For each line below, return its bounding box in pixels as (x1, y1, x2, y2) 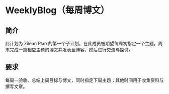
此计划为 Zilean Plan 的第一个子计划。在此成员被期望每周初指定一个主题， (5, 41, 158, 46)
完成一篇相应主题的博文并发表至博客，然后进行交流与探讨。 (9, 47, 133, 53)
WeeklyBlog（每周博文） (5, 5, 110, 16)
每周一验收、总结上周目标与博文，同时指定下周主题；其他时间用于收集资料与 (5, 77, 164, 83)
